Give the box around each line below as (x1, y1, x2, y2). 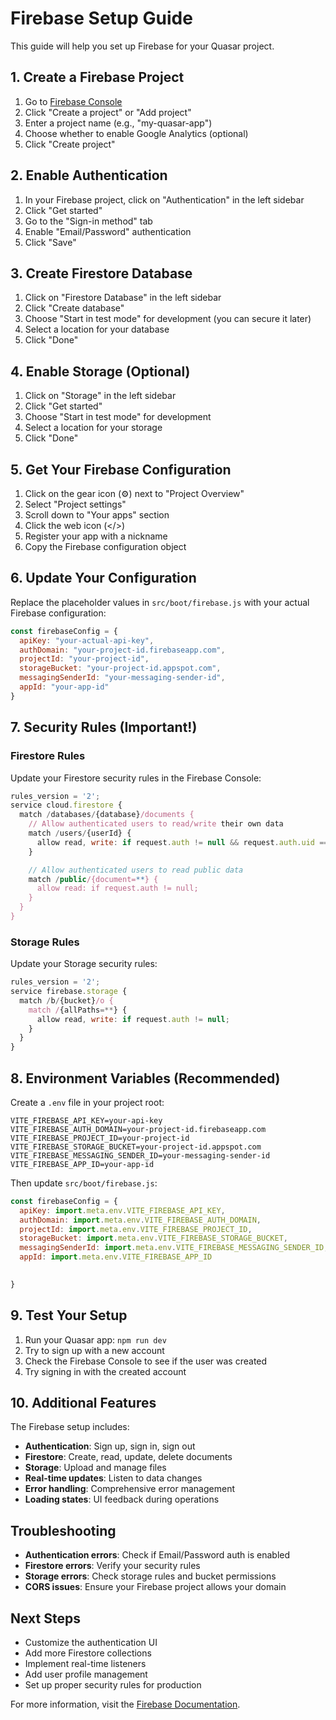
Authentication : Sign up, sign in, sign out (24, 1440, 196, 1452)
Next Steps (10, 1610, 81, 1627)
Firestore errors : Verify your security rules (24, 1560, 201, 1572)
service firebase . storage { (10, 987, 128, 997)
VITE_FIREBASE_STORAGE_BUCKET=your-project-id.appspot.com (10, 1142, 262, 1152)
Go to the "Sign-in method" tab (24, 215, 153, 227)
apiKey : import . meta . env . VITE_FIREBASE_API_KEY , (19, 1205, 226, 1216)
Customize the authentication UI (24, 1637, 158, 1649)
